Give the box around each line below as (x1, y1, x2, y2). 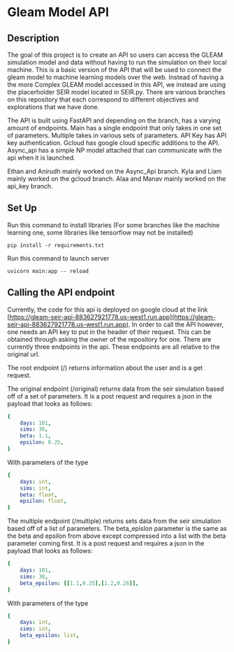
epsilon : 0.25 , (20, 439, 64, 446)
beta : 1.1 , (20, 432, 52, 440)
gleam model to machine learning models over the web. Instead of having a (7, 73, 224, 81)
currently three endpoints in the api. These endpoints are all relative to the (7, 342, 220, 351)
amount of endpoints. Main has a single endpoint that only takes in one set (7, 124, 222, 132)
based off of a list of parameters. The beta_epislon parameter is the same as (7, 525, 227, 533)
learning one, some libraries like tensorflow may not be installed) (7, 228, 193, 237)
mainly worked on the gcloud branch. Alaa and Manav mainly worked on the (7, 174, 226, 183)
